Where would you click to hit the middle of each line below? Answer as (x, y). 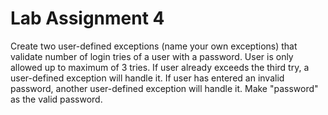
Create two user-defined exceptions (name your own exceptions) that (154, 46)
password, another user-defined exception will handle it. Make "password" (164, 88)
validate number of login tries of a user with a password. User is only (152, 56)
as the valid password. (56, 99)
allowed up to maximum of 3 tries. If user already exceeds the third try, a (160, 67)
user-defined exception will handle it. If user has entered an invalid (147, 78)
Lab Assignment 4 (87, 18)
